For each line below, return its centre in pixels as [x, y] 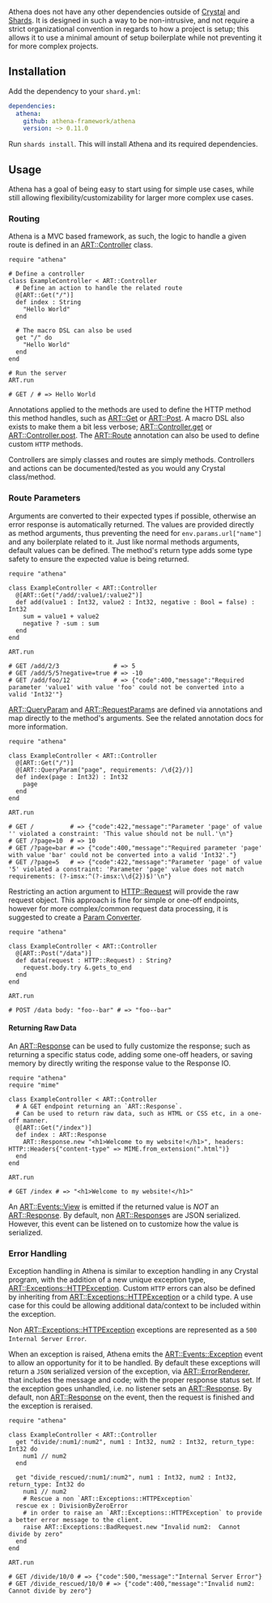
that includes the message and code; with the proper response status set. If [135, 1380]
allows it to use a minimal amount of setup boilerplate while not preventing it [135, 37]
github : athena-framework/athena [79, 121]
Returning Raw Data [42, 1028]
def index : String [49, 302]
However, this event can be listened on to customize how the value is [123, 1224]
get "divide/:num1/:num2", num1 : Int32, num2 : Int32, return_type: [135, 1442]
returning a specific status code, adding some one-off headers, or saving [131, 1054]
